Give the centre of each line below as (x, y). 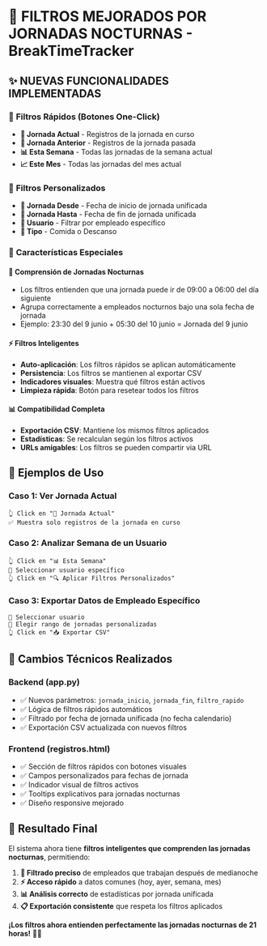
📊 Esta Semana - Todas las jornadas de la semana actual (116, 151)
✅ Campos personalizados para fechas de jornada (104, 775)
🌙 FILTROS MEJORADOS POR (108, 17)
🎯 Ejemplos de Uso (56, 473)
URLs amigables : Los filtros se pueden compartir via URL (116, 447)
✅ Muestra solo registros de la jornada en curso (94, 523)
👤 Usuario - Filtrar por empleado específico (93, 223)
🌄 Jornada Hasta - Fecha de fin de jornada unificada (108, 215)
